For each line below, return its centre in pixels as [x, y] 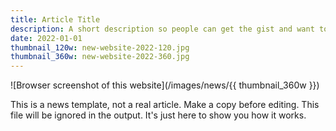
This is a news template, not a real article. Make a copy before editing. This [165, 105]
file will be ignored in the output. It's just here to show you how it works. [158, 115]
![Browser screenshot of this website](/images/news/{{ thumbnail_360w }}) [165, 85]
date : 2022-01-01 [46, 38]
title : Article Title [55, 19]
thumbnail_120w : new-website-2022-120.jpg [100, 47]
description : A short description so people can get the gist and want [162, 29]
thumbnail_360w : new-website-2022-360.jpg [100, 57]
